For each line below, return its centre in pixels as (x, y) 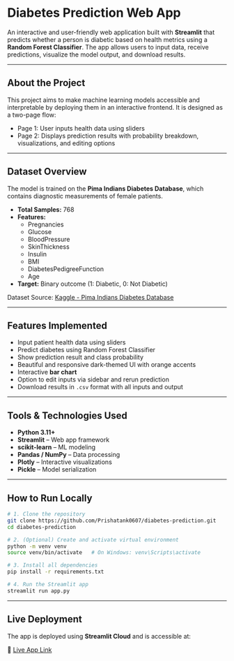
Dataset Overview (47, 172)
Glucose (40, 231)
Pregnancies (46, 224)
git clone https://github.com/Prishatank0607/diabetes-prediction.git (112, 521)
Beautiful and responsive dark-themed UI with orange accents (107, 365)
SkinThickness (48, 247)
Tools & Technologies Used (67, 415)
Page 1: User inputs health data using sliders (81, 128)
